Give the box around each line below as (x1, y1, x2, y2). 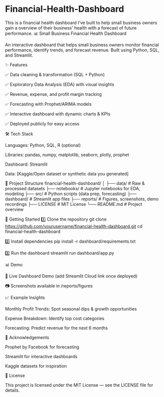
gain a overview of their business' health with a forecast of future (5, 25, 137, 30)
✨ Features (5, 61, 28, 67)
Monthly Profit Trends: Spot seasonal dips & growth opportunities (5, 306, 137, 312)
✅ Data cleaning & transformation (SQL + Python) (5, 71, 105, 77)
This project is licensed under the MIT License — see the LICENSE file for (5, 382, 153, 388)
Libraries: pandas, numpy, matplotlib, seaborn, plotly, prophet (5, 151, 129, 158)
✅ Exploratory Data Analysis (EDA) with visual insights (5, 81, 114, 87)
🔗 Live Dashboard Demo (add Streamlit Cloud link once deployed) (5, 273, 138, 279)
